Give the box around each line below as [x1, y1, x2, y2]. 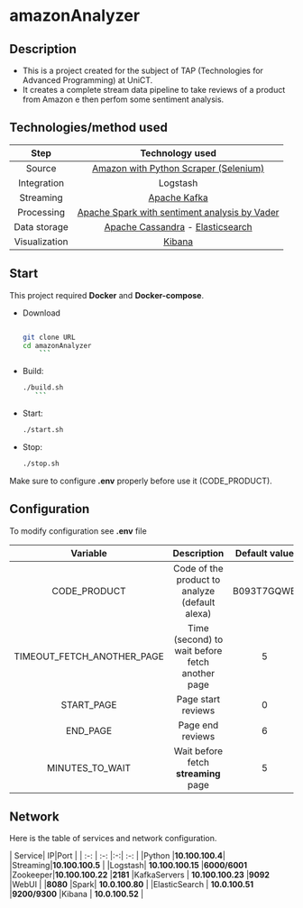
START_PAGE [60, 698, 117, 711]
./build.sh [22, 383, 64, 392]
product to [176, 573, 221, 586]
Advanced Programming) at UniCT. [22, 75, 153, 86]
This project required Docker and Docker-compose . [9, 289, 205, 300]
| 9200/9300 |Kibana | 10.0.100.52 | [9, 889, 144, 900]
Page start [176, 692, 221, 705]
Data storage [14, 220, 69, 233]
